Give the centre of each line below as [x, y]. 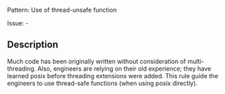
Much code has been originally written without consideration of [97, 61]
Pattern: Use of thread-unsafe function [62, 10]
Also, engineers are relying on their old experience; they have [124, 69]
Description [33, 45]
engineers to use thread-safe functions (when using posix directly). [102, 83]
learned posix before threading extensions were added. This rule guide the [113, 75]
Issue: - [18, 23]
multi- [196, 61]
